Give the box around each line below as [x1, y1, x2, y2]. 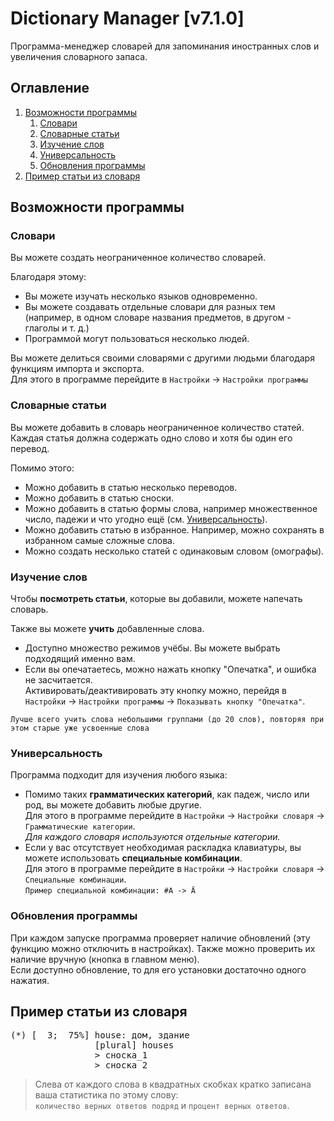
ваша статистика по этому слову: [34, 1089, 179, 1101]
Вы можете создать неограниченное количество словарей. [10, 252, 267, 264]
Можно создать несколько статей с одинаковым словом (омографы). [24, 545, 325, 557]
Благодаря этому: [10, 271, 87, 283]
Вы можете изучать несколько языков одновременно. [24, 290, 258, 302]
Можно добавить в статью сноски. [24, 492, 175, 504]
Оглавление [10, 80, 90, 97]
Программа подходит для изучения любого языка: [10, 769, 228, 781]
